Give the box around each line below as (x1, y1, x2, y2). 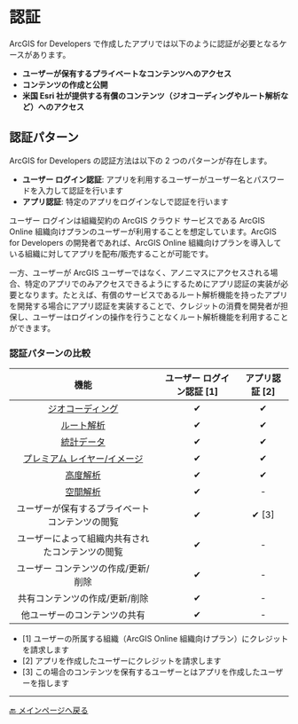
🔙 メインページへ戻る (9, 705, 89, 716)
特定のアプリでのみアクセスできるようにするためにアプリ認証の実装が (24, 278, 281, 288)
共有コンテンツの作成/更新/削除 (17, 593, 149, 605)
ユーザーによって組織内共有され (16, 532, 150, 545)
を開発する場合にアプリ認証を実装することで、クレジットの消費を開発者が (9, 300, 281, 311)
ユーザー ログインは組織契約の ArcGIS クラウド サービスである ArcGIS (9, 215, 266, 225)
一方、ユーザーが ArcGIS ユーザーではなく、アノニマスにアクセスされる (9, 267, 271, 278)
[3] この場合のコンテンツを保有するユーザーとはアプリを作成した (21, 666, 261, 678)
